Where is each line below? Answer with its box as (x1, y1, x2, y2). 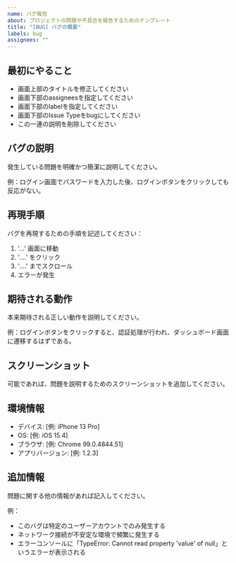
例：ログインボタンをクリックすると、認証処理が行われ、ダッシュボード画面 (7, 328, 229, 337)
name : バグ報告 (7, 10, 48, 18)
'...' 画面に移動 (17, 244, 58, 253)
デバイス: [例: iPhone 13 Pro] (17, 423, 100, 430)
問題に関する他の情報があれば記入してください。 (7, 491, 149, 500)
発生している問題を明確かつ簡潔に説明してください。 (7, 162, 161, 171)
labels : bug (7, 30, 42, 37)
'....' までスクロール (17, 262, 73, 270)
